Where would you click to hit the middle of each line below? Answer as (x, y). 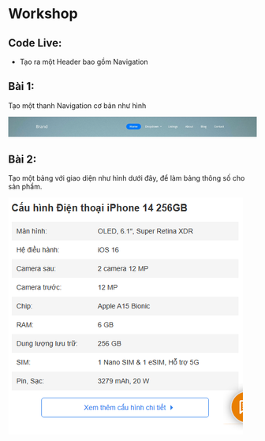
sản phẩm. (25, 187)
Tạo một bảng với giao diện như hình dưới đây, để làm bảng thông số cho (127, 178)
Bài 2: (22, 159)
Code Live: (35, 43)
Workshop (43, 14)
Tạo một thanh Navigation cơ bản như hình (77, 105)
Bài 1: (21, 86)
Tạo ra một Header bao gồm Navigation (84, 62)
